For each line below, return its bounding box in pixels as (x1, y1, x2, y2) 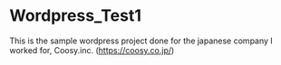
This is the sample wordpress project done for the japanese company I (9, 35, 274, 46)
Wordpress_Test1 (9, 5, 142, 26)
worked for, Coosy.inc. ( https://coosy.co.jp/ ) (9, 44, 175, 55)
